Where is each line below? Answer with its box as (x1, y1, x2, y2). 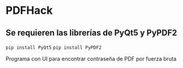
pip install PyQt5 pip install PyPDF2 (5, 45, 102, 51)
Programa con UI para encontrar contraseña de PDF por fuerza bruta (5, 55, 177, 62)
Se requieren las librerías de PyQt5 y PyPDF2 (5, 28, 178, 38)
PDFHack (5, 4, 53, 17)
